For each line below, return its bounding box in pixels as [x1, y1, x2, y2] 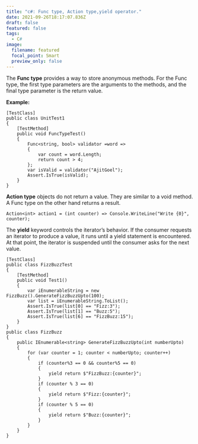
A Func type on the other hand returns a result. [6, 199, 121, 206]
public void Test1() [17, 277, 68, 283]
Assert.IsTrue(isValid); [27, 172, 89, 178]
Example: [6, 98, 30, 105]
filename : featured [11, 47, 60, 53]
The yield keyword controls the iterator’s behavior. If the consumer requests [6, 226, 192, 233]
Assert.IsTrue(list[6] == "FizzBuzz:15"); [27, 313, 134, 320]
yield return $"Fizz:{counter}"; [48, 391, 132, 397]
